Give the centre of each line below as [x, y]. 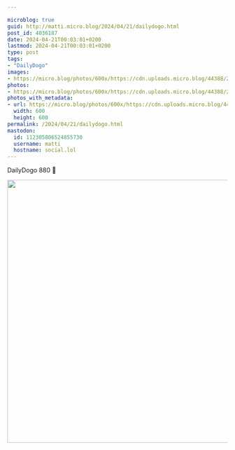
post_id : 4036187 [33, 33]
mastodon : [22, 130]
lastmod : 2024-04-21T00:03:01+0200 [59, 46]
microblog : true [31, 20]
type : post [23, 53]
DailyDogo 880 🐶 [32, 170]
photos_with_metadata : [40, 98]
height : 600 [31, 118]
